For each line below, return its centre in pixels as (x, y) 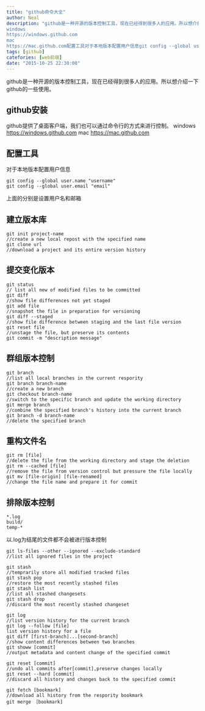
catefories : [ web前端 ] (34, 57)
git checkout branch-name (39, 394)
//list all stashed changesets (46, 594)
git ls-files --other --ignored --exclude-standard (73, 551)
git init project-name (35, 234)
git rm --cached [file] (37, 466)
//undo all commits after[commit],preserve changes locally (85, 669)
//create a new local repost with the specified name (76, 239)
